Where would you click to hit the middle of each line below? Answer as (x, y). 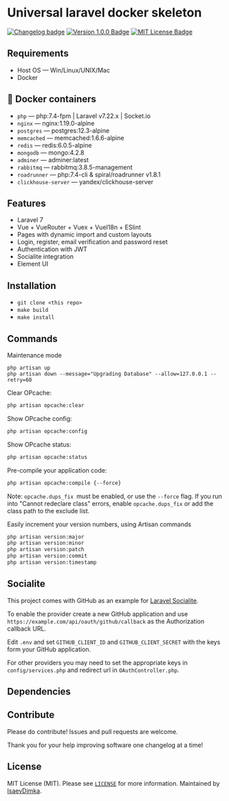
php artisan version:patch (46, 550)
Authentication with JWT (52, 249)
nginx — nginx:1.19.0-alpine (56, 123)
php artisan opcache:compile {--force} (64, 483)
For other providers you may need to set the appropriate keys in (97, 662)
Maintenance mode (34, 355)
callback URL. (27, 629)
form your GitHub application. (49, 649)
